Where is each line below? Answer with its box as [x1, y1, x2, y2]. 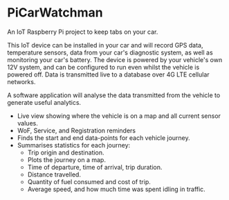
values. [17, 119, 38, 127]
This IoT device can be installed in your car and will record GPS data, [7, 41, 203, 49]
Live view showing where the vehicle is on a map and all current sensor [17, 112, 221, 120]
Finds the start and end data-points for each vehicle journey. [17, 133, 190, 142]
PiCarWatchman [7, 5, 103, 21]
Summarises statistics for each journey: [17, 141, 131, 149]
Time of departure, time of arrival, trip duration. [27, 163, 163, 171]
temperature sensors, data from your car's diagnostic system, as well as [7, 48, 213, 57]
